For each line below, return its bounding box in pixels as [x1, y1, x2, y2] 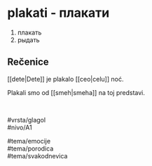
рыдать [17, 35, 40, 44]
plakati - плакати [7, 5, 110, 21]
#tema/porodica [7, 144, 54, 153]
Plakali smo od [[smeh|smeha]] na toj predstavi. [7, 88, 145, 96]
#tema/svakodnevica [7, 151, 68, 160]
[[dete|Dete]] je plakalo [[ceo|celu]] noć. [7, 75, 124, 83]
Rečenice [7, 56, 49, 68]
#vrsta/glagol [7, 115, 46, 124]
